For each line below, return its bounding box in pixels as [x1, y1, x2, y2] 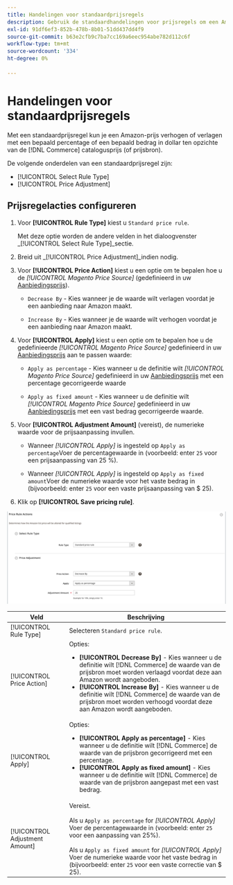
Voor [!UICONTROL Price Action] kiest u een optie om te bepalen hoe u [17, 266, 223, 274]
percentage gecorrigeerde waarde [27, 379, 126, 387]
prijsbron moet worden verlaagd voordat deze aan [79, 668, 222, 676]
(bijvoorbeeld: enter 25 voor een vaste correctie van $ [69, 860, 222, 868]
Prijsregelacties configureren [7, 200, 137, 212]
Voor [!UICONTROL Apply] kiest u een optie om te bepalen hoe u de [17, 336, 213, 344]
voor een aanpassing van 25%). [69, 831, 161, 839]
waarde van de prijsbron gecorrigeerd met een [79, 749, 213, 757]
